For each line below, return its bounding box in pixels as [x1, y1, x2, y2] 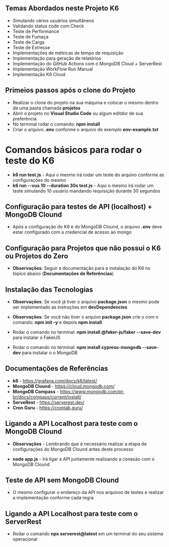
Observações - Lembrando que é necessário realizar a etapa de [12, 441, 147, 447]
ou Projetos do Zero [5, 252, 69, 260]
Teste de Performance [12, 28, 60, 34]
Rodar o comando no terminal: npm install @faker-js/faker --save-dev [12, 329, 161, 335]
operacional [12, 536, 38, 542]
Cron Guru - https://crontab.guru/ [12, 405, 83, 411]
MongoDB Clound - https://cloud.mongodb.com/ [12, 383, 115, 389]
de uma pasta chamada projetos [12, 105, 81, 111]
